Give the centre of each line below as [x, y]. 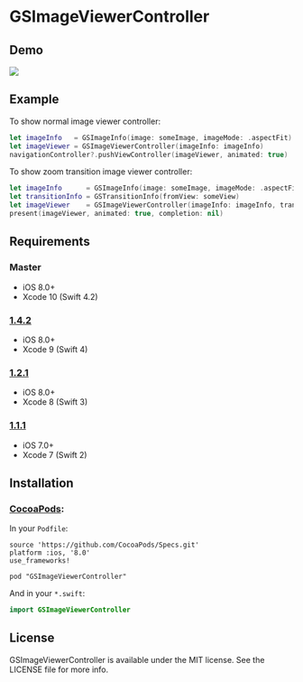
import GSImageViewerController [70, 610]
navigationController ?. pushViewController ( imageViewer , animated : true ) [149, 154]
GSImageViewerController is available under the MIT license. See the [137, 659]
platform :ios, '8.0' [50, 553]
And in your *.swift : [47, 593]
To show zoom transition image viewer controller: [101, 172]
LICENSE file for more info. [59, 669]
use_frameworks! [40, 561]
